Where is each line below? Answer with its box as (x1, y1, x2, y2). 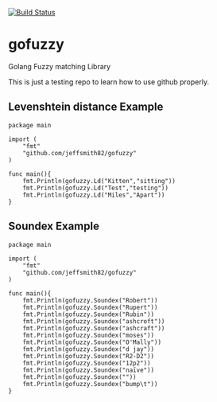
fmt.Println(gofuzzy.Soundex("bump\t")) (22, 380, 158, 388)
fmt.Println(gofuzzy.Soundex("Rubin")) (22, 310, 155, 318)
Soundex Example (8, 220, 99, 233)
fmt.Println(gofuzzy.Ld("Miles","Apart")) (22, 191, 165, 199)
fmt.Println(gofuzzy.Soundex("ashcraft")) (22, 324, 165, 332)
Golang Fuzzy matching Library (8, 61, 111, 71)
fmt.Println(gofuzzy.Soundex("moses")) (22, 331, 155, 339)
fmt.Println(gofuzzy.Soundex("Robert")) (22, 296, 158, 304)
